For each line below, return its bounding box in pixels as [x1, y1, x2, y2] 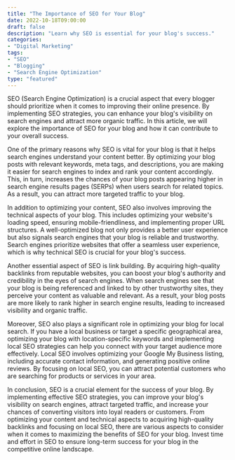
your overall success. [7, 132, 69, 140]
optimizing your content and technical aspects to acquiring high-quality [7, 415, 214, 424]
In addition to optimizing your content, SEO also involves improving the [7, 204, 212, 212]
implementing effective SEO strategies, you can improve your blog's [7, 393, 204, 401]
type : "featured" [7, 75, 58, 83]
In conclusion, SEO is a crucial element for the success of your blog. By [7, 386, 214, 394]
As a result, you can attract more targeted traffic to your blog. [7, 190, 185, 198]
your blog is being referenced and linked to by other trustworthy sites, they [7, 284, 224, 293]
